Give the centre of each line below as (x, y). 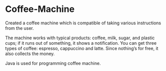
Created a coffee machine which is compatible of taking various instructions (83, 23)
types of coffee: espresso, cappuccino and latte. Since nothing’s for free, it (82, 48)
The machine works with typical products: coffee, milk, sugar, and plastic (80, 38)
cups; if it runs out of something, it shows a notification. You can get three (81, 43)
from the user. (20, 28)
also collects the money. (30, 54)
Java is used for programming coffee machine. (53, 63)
